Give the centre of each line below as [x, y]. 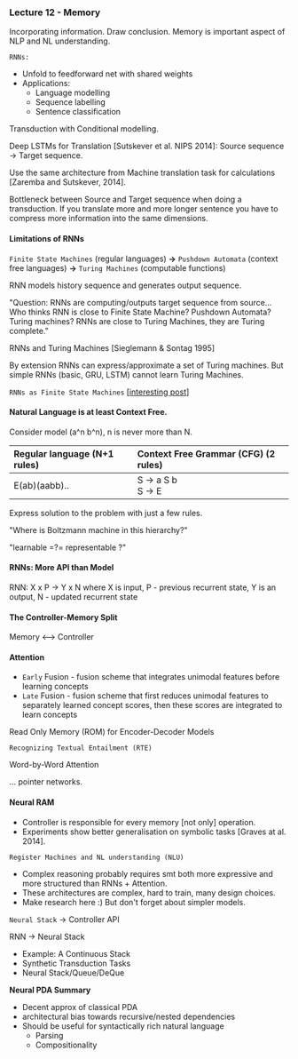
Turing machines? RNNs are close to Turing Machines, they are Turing [137, 321]
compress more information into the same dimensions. [109, 219]
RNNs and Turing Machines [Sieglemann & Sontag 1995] [112, 347]
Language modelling [73, 93]
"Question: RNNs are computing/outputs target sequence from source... [141, 302]
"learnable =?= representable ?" [68, 547]
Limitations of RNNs [47, 238]
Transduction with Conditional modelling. [84, 129]
